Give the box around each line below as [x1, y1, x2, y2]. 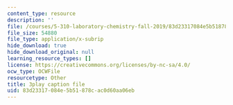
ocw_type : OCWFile [7, 68, 60, 75]
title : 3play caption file [7, 81, 85, 88]
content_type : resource [7, 10, 76, 17]
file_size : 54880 [7, 29, 58, 37]
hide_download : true [7, 42, 67, 49]
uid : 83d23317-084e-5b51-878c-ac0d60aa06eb [7, 87, 135, 94]
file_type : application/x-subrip [7, 36, 104, 43]
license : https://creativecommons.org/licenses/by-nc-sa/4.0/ [7, 61, 191, 68]
